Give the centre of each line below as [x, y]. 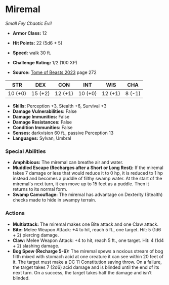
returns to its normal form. [40, 189]
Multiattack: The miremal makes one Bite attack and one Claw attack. [85, 224]
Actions [15, 213]
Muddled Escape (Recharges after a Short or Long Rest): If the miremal [88, 168]
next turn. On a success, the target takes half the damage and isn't [82, 272]
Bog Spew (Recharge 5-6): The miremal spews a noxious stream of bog [88, 251]
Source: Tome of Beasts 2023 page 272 [55, 72]
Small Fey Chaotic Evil [29, 23]
